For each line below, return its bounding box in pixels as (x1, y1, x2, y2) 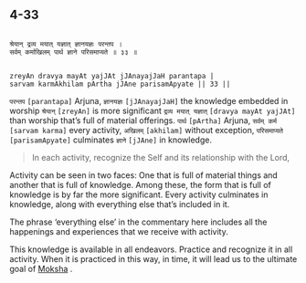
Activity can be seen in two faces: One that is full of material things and (9, 169, 279, 181)
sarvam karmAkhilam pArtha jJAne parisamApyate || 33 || (9, 79, 231, 89)
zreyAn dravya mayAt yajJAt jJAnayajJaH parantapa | (9, 71, 215, 80)
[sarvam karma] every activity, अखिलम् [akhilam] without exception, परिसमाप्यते (9, 124, 284, 135)
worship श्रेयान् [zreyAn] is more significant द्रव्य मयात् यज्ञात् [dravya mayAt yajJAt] (9, 105, 296, 116)
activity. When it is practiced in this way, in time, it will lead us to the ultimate (9, 253, 298, 264)
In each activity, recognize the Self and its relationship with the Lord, (31, 152, 290, 162)
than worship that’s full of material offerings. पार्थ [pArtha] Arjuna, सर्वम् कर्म (9, 114, 277, 126)
